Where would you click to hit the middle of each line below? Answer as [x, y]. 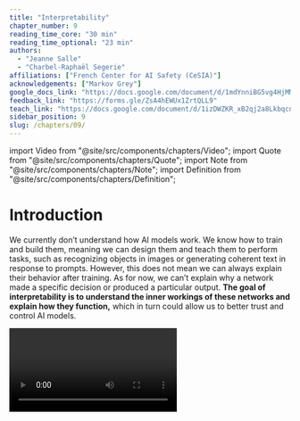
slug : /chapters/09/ [48, 126]
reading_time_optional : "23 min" [71, 42]
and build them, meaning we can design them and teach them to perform [144, 249]
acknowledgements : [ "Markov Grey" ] [75, 84]
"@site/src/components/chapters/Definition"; [93, 179]
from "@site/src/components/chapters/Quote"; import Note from [129, 160]
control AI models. [43, 315]
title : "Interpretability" [59, 17]
